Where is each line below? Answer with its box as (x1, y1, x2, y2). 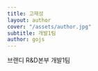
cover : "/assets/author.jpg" (7, 23, 92, 30)
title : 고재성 (7, 10, 44, 17)
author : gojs (7, 36, 45, 43)
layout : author (7, 17, 51, 24)
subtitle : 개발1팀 (7, 29, 56, 37)
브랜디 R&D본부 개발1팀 (7, 56, 71, 65)
